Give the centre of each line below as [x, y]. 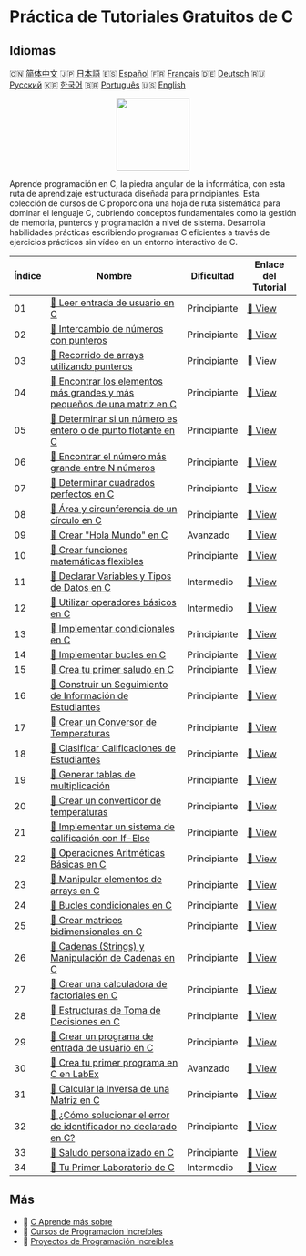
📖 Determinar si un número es [113, 419]
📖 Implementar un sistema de [112, 827]
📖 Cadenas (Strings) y [97, 947]
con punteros [78, 340]
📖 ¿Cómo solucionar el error [110, 1115]
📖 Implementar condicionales [112, 628]
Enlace [270, 264]
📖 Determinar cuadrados [102, 483]
